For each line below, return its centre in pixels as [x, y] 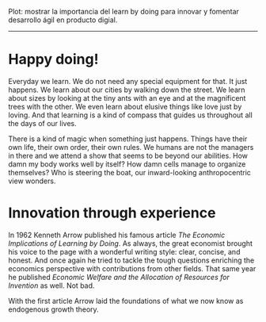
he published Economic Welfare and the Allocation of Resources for [119, 277]
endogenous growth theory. [53, 309]
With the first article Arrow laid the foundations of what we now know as [126, 301]
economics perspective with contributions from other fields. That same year [132, 268]
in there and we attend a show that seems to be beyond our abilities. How [128, 155]
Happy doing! [53, 59]
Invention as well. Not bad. [51, 286]
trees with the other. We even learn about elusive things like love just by [125, 106]
